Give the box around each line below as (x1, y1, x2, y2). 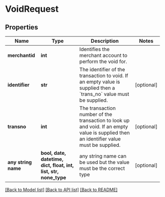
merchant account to (79, 52, 128, 58)
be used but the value (79, 159, 130, 166)
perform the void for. (79, 58, 128, 65)
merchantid (7, 52, 35, 58)
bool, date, (41, 150, 66, 156)
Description (90, 38, 119, 44)
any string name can (79, 153, 127, 159)
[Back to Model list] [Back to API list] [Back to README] (5, 187, 118, 193)
